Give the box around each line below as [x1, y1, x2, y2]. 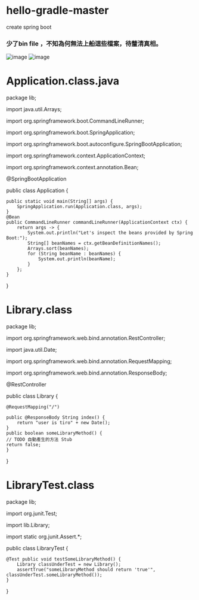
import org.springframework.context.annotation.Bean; [6, 164, 139, 171]
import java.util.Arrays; [6, 106, 62, 113]
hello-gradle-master [6, 4, 109, 17]
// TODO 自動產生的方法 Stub [6, 437, 73, 443]
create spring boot [6, 23, 52, 31]
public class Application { [6, 187, 69, 194]
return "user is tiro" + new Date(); [17, 420, 111, 426]
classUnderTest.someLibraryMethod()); [6, 572, 102, 578]
